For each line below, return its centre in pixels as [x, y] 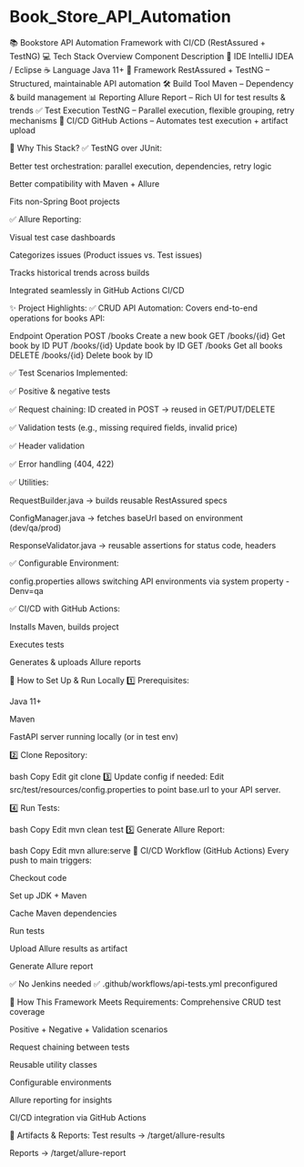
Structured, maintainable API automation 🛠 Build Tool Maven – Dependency [152, 83]
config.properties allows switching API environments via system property [147, 581]
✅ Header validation [47, 445]
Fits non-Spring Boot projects [65, 201]
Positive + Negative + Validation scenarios [89, 1029]
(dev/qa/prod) [35, 527]
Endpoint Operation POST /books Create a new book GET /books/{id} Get [147, 335]
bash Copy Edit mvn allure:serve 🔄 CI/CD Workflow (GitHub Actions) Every [149, 850]
